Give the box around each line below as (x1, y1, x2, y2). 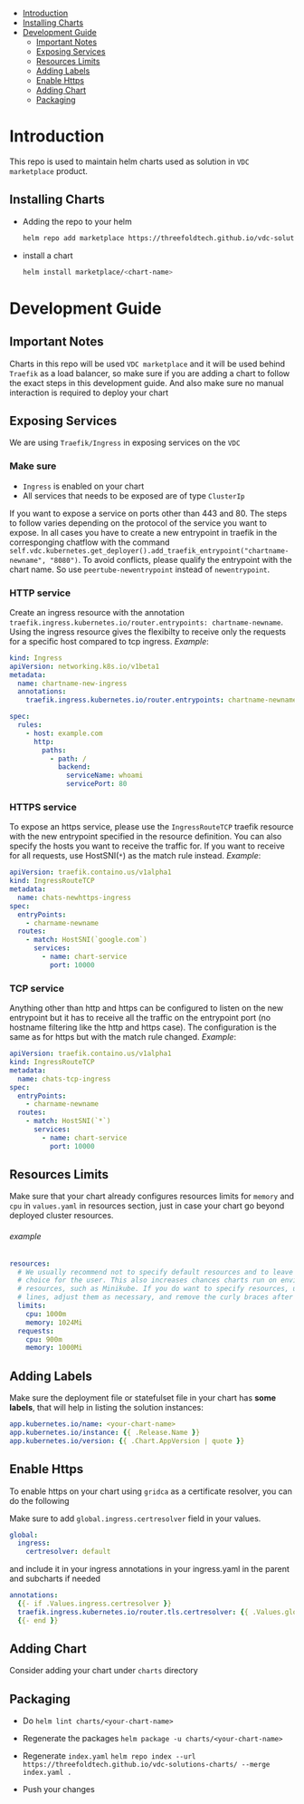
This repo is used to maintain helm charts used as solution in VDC (9, 156, 250, 167)
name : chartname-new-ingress (17, 679, 128, 688)
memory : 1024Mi (25, 1318, 83, 1327)
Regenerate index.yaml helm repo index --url (22, 1751, 196, 1761)
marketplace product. (9, 165, 89, 176)
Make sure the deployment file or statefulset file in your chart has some (9, 1392, 277, 1403)
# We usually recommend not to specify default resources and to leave (17, 1267, 294, 1276)
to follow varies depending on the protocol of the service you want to (9, 517, 267, 529)
